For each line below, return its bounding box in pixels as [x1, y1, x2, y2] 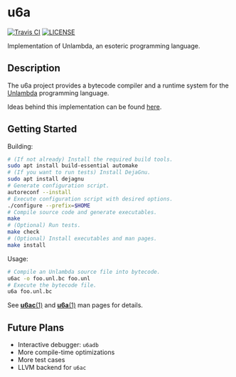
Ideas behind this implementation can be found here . [7, 102, 162, 111]
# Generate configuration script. [7, 182, 110, 189]
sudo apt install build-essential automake [7, 162, 139, 169]
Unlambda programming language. [7, 88, 109, 97]
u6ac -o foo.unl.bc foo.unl [7, 275, 91, 282]
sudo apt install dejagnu [7, 176, 84, 183]
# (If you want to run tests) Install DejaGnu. [7, 169, 151, 176]
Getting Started [7, 123, 77, 135]
